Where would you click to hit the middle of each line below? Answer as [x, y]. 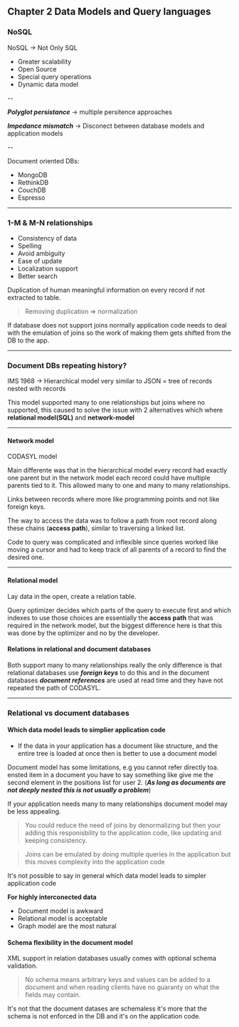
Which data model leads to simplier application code [86, 730]
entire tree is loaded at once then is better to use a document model [117, 754]
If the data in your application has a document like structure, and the [118, 746]
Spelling [30, 246]
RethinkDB [33, 182]
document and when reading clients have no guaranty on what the [122, 987]
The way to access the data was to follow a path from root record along [112, 521]
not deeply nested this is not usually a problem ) [79, 790]
